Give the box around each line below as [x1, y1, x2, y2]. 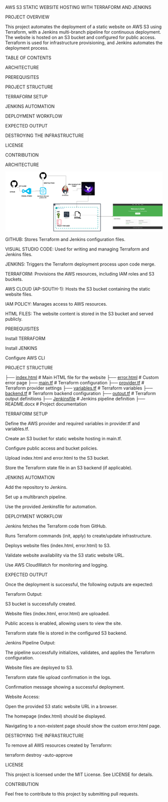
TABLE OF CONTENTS [5, 55, 51, 61]
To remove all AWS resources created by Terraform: [5, 742, 112, 748]
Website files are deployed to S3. [5, 664, 73, 671]
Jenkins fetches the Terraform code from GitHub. [5, 523, 107, 529]
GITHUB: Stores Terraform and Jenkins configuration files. [5, 236, 126, 242]
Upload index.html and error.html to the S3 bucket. [5, 455, 109, 461]
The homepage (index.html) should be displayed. [5, 713, 106, 719]
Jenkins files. [5, 251, 32, 257]
